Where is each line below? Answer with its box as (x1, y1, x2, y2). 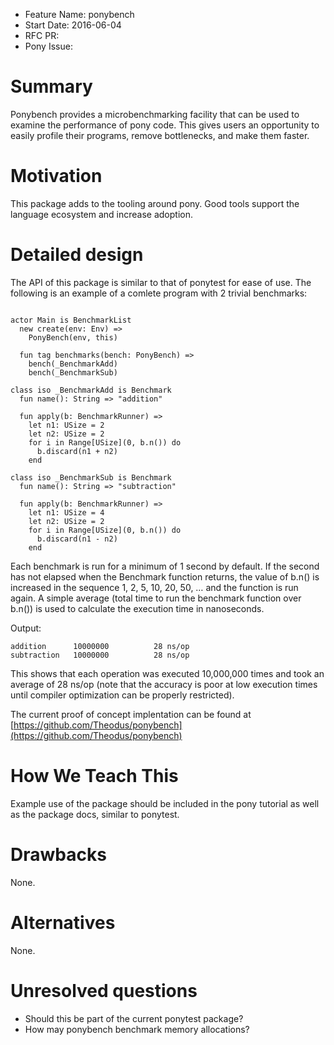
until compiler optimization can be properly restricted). (10, 689, 235, 701)
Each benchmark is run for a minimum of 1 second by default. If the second (10, 560, 320, 572)
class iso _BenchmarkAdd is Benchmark (10, 385, 172, 395)
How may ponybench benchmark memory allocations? (24, 1023, 250, 1035)
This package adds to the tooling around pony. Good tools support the (10, 197, 300, 209)
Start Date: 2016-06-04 (24, 19, 122, 31)
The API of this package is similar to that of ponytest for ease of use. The (10, 276, 312, 288)
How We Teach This (10, 765, 179, 787)
